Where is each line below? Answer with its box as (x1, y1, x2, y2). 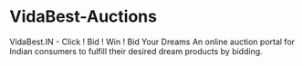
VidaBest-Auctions (9, 6, 158, 27)
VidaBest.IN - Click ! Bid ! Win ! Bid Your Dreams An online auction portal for (9, 36, 295, 47)
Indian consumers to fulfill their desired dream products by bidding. (9, 45, 263, 56)
